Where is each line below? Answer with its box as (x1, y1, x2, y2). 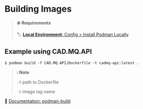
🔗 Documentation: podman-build (4, 98, 71, 104)
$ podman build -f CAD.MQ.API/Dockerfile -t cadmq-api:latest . (4, 60, 139, 65)
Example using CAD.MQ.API (4, 47, 92, 56)
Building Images (4, 3, 72, 15)
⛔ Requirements (16, 20, 51, 25)
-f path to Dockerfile (16, 79, 59, 85)
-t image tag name (16, 88, 55, 94)
